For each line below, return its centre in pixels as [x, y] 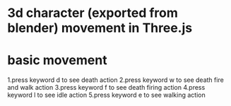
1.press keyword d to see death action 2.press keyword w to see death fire [115, 80]
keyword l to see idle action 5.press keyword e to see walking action [107, 95]
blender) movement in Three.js [100, 28]
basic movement [57, 60]
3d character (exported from [93, 13]
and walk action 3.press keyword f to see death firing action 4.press [106, 88]
